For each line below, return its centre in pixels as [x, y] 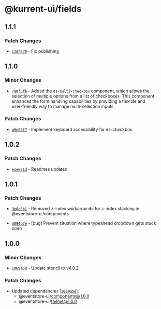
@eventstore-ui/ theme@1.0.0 [48, 301]
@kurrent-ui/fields [43, 9]
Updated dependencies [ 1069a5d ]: [45, 291]
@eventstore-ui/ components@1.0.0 [54, 296]
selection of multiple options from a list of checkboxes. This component [83, 96]
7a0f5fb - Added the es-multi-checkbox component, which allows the [80, 91]
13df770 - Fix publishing [35, 51]
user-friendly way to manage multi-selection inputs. [63, 106]
